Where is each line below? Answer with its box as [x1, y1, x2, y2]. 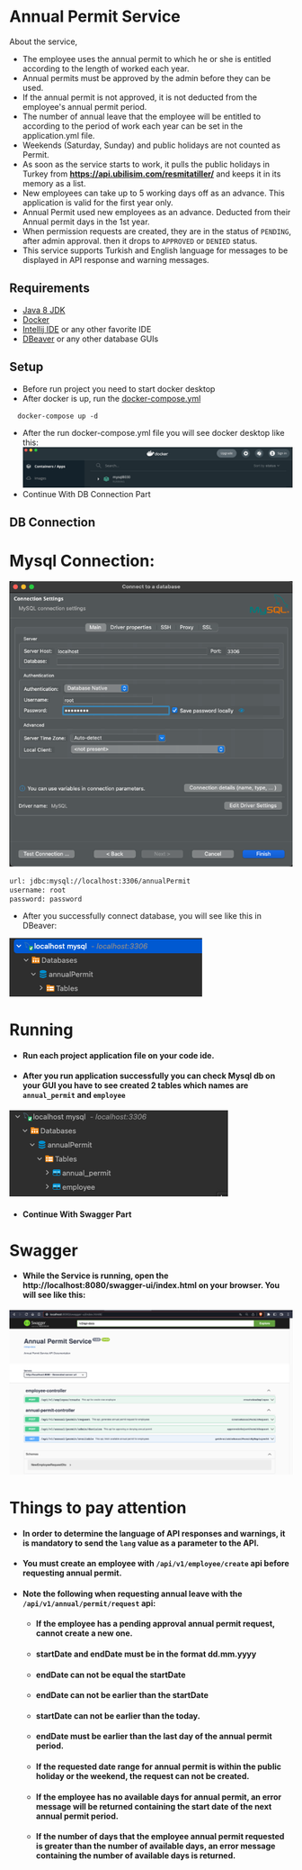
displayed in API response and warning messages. [22, 254, 209, 265]
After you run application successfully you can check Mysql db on [22, 1070, 276, 1082]
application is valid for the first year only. [22, 196, 173, 208]
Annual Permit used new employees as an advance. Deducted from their [22, 206, 291, 217]
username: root [9, 885, 67, 894]
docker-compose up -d [17, 412, 99, 421]
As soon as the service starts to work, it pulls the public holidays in [22, 159, 270, 169]
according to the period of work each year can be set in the [22, 120, 244, 132]
